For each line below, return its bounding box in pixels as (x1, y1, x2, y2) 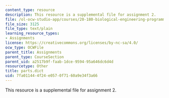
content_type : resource (5, 7, 55, 13)
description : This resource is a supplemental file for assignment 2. (5, 12, 156, 17)
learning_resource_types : (5, 31, 59, 36)
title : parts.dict (5, 69, 44, 74)
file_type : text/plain (5, 26, 53, 31)
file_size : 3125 (5, 21, 39, 27)
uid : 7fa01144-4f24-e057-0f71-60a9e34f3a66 (5, 73, 98, 78)
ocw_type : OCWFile (5, 45, 44, 50)
